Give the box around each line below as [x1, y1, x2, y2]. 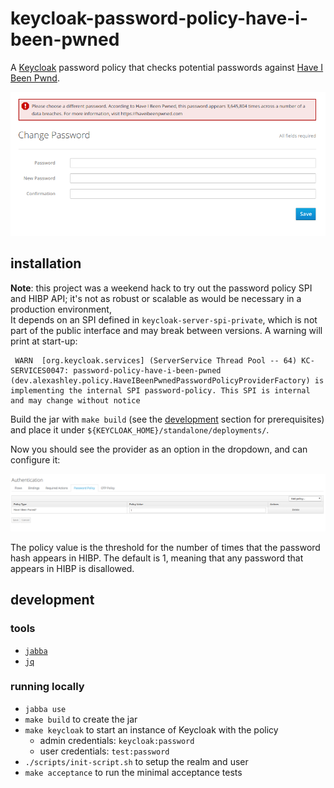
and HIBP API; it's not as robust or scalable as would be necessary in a [10, 292, 302, 304]
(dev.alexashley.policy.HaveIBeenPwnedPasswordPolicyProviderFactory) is [10, 375, 325, 386]
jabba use [24, 704, 67, 714]
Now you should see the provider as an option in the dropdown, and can [10, 443, 308, 455]
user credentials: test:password [39, 745, 170, 757]
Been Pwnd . [10, 72, 60, 84]
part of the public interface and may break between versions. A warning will [10, 324, 323, 336]
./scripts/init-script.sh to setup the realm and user [24, 755, 249, 767]
